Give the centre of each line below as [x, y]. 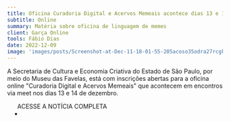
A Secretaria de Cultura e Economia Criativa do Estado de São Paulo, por [110, 71]
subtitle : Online [32, 20]
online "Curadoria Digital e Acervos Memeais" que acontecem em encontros [115, 86]
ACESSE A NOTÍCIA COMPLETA [62, 106]
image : [16, 52]
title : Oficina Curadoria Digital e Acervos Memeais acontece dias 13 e [113, 13]
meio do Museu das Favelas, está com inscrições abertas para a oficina [108, 78]
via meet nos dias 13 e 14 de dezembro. [63, 93]
